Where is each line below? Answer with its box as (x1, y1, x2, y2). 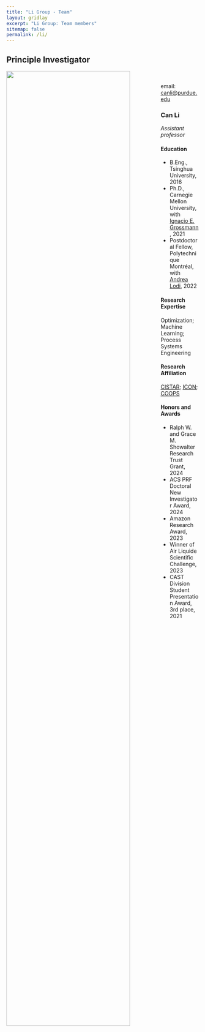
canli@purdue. (160, 89, 198, 96)
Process (160, 336, 182, 343)
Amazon (169, 515, 191, 522)
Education (160, 145, 187, 152)
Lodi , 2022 (169, 282, 197, 290)
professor (160, 131, 185, 138)
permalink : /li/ (6, 32, 48, 38)
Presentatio (169, 593, 199, 600)
